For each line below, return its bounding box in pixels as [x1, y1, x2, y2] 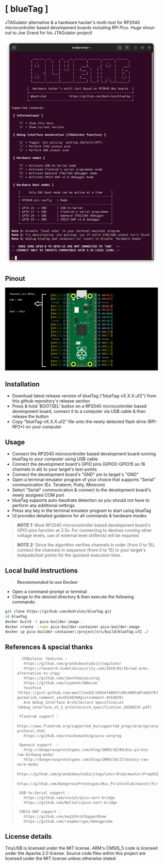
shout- [142, 24, 156, 30]
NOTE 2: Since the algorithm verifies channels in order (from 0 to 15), [16, 542, 156, 548]
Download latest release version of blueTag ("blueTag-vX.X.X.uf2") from [12, 393, 157, 399]
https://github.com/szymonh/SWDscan [23, 681, 98, 686]
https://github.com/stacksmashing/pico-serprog [23, 733, 122, 739]
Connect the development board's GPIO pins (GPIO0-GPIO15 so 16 [12, 461, 146, 467]
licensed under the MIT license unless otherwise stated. [5, 855, 117, 861]
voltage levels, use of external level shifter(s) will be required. [16, 533, 140, 539]
